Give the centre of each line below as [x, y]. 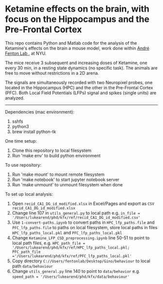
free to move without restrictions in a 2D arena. [52, 73]
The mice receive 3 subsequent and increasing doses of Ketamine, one [76, 63]
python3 [20, 126]
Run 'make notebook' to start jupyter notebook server [66, 179]
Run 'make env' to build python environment [56, 155]
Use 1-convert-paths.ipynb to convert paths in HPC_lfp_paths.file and [83, 222]
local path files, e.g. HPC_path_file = [49, 243]
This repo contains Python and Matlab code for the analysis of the [71, 43]
